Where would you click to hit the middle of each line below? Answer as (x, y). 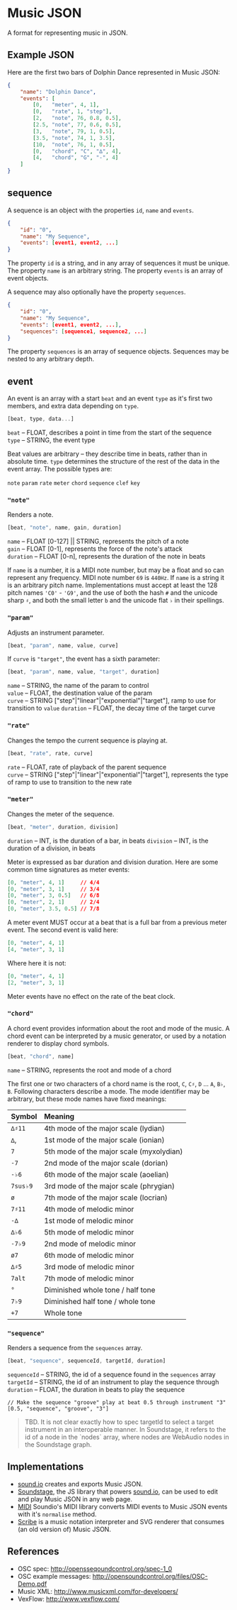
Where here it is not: (37, 963)
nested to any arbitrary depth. (51, 359)
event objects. (28, 278)
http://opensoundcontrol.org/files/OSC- (150, 1576)
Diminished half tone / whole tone (99, 1301)
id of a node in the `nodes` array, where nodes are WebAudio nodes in (127, 1437)
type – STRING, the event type (51, 440)
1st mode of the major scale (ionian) (104, 1139)
